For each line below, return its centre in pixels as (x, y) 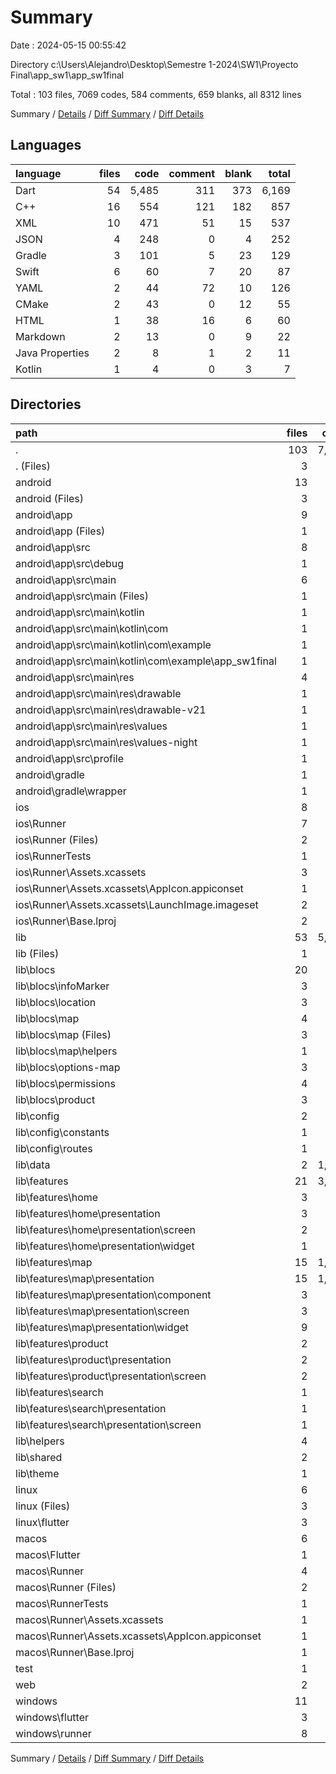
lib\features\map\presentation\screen (102, 1311)
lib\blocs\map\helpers (66, 1051)
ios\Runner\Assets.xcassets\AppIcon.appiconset (129, 888)
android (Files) (50, 498)
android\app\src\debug (70, 563)
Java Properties (52, 353)
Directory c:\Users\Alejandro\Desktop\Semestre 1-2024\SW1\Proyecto (154, 64)
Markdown (40, 336)
